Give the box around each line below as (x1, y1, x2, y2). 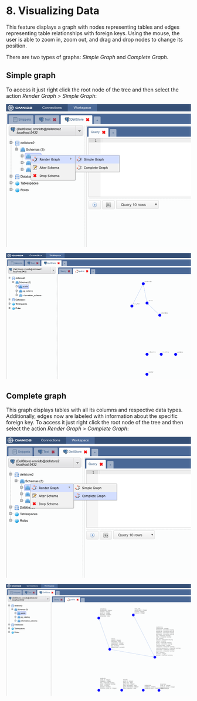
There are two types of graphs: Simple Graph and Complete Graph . (6, 53, 169, 60)
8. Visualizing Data (6, 4, 100, 18)
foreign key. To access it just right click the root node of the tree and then (6, 418, 184, 426)
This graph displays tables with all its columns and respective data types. (6, 406, 183, 413)
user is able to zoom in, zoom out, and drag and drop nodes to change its (6, 36, 184, 43)
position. (6, 42, 28, 49)
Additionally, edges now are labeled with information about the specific (6, 412, 178, 420)
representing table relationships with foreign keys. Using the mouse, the (6, 29, 180, 36)
